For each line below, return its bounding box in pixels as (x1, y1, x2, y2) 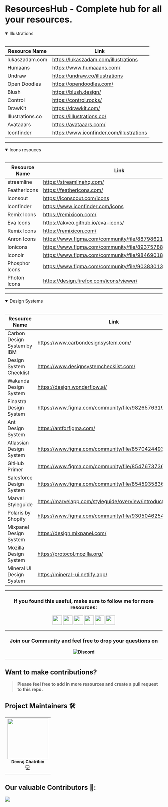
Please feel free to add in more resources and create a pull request (17, 681, 158, 687)
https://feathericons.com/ (43, 186, 103, 193)
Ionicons (7, 243, 28, 250)
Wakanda (7, 377, 30, 384)
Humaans (7, 64, 30, 71)
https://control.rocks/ (52, 96, 102, 103)
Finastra (7, 398, 27, 405)
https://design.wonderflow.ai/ (37, 383, 107, 390)
